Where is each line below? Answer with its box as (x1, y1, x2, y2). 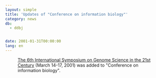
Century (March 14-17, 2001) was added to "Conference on (17, 62, 139, 68)
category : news (5, 16, 37, 21)
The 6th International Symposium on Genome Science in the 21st (17, 57, 151, 63)
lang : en (5, 43, 23, 48)
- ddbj (9, 26, 23, 31)
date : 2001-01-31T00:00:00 (5, 39, 61, 44)
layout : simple (5, 7, 37, 12)
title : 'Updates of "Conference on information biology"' (5, 12, 128, 17)
